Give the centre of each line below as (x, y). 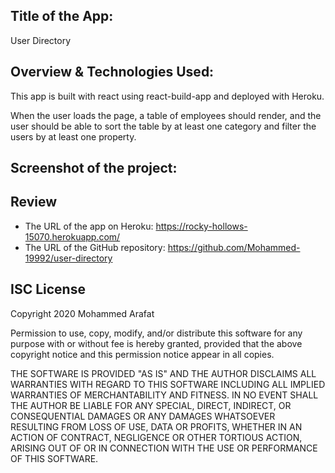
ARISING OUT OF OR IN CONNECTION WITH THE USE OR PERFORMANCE (164, 448)
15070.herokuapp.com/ (72, 236)
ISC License (48, 289)
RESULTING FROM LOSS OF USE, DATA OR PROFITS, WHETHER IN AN (156, 426)
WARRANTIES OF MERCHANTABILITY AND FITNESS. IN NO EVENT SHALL (164, 395)
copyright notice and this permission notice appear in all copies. (142, 354)
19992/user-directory (68, 258)
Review (34, 202)
